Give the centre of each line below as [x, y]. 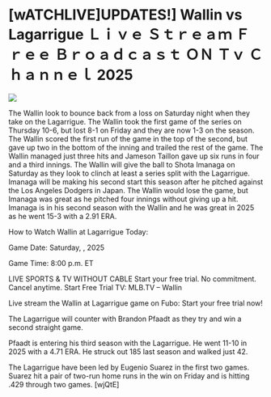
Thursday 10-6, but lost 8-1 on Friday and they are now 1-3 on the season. [131, 130]
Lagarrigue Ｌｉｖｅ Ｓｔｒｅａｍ [120, 35]
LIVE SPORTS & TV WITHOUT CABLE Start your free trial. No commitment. [133, 279]
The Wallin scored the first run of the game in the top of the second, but [128, 138]
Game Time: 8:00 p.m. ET [51, 263]
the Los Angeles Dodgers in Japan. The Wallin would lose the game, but [128, 190]
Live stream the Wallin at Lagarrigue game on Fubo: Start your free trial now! [135, 303]
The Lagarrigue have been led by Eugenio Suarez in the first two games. [129, 367]
